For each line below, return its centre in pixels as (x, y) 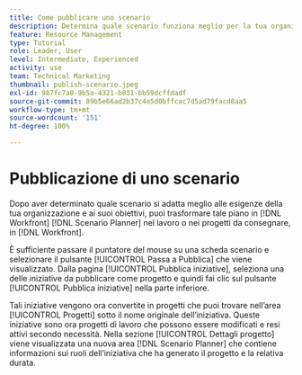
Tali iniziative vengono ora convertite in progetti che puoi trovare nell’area (145, 305)
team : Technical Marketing (60, 76)
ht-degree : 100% (40, 127)
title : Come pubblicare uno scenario (80, 18)
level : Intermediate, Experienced (74, 59)
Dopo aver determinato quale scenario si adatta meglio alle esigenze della (146, 203)
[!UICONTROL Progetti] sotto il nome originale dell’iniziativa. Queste (135, 315)
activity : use (36, 68)
